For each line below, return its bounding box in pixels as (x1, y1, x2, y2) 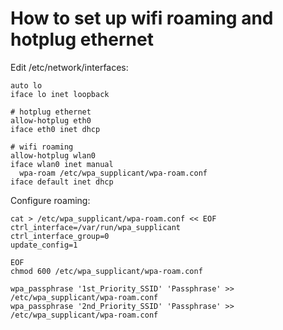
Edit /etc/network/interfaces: (10, 61, 129, 73)
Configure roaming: (10, 194, 91, 206)
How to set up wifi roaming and (10, 7, 274, 30)
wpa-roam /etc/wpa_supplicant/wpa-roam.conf (19, 168, 208, 178)
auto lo (10, 80, 43, 91)
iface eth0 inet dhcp (10, 124, 101, 134)
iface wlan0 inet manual (10, 159, 114, 169)
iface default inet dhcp (10, 177, 114, 187)
